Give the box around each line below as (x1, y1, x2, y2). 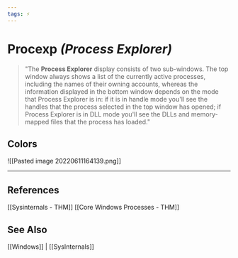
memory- (191, 109, 218, 118)
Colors (7, 138, 38, 150)
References (7, 184, 59, 196)
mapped (24, 117, 50, 126)
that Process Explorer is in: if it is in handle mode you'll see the (24, 95, 208, 103)
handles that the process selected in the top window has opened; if (24, 102, 222, 111)
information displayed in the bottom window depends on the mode (24, 87, 220, 96)
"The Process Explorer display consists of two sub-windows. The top (24, 65, 229, 73)
